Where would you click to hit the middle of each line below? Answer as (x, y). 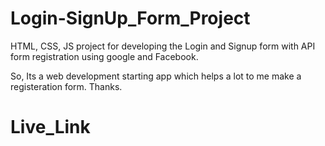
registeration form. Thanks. (66, 86)
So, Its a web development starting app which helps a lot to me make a (156, 76)
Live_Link (50, 127)
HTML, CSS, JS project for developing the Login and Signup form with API (163, 46)
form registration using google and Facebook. (104, 56)
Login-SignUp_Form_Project (130, 18)
